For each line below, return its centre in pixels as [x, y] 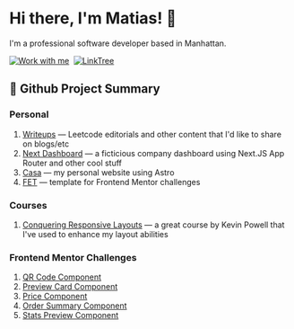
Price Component [55, 297]
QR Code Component [61, 277]
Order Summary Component [74, 306]
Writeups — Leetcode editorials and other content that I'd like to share [152, 134]
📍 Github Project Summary [85, 89]
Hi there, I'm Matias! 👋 [93, 18]
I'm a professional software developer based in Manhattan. [118, 43]
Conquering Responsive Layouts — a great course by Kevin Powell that [153, 225]
